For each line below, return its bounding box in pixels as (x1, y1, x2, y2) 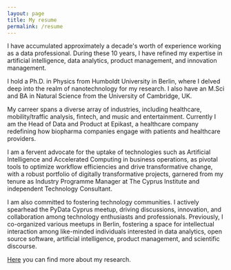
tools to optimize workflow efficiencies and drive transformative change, (7, 163, 213, 171)
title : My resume (7, 17, 57, 23)
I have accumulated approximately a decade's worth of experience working (7, 42, 222, 50)
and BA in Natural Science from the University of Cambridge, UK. (7, 92, 192, 100)
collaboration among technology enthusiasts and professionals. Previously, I (7, 213, 223, 221)
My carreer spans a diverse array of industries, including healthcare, (7, 105, 202, 114)
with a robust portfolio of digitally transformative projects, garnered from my (7, 170, 224, 178)
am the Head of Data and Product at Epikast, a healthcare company (7, 120, 199, 128)
